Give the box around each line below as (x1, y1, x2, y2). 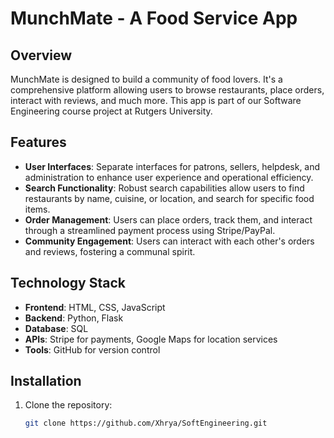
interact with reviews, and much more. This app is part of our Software (10, 95, 302, 106)
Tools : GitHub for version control (24, 343, 161, 356)
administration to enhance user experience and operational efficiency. (24, 171, 314, 183)
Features (10, 134, 67, 151)
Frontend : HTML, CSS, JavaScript (24, 301, 166, 313)
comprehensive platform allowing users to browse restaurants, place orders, (10, 84, 325, 96)
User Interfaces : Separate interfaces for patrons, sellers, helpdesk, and (24, 160, 321, 172)
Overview (10, 47, 73, 64)
